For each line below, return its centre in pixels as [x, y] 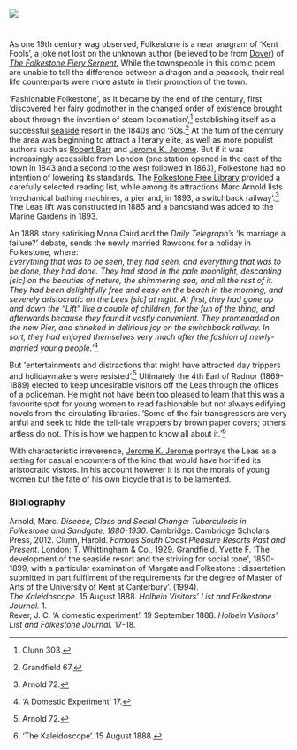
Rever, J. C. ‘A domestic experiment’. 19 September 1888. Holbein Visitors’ [144, 615]
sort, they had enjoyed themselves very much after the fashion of [129, 337]
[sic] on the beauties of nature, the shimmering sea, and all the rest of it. [141, 281]
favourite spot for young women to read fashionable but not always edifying [147, 404]
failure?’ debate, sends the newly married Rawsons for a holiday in [130, 243]
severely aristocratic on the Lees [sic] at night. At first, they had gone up [141, 299]
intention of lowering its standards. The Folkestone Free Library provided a [145, 177]
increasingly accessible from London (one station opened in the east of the [146, 159]
